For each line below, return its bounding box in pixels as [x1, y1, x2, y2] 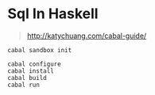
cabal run [7, 81, 41, 89]
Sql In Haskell [7, 5, 99, 23]
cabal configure [7, 60, 61, 68]
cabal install [7, 66, 55, 75]
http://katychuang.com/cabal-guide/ [26, 31, 147, 40]
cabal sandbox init [7, 46, 72, 54]
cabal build [7, 74, 47, 82]
